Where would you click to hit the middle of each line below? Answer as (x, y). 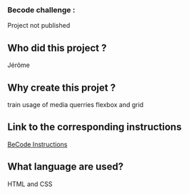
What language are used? (66, 167)
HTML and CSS (30, 184)
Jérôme (19, 65)
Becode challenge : (41, 10)
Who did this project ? (57, 48)
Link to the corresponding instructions (94, 127)
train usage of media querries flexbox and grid (76, 104)
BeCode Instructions (37, 144)
